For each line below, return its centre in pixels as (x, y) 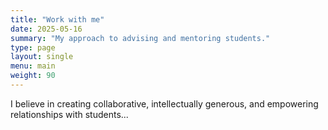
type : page (33, 47)
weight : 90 (33, 76)
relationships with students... (69, 114)
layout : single (42, 57)
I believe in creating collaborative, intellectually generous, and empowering (164, 103)
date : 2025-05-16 (46, 29)
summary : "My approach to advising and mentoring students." (140, 38)
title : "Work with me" (57, 19)
